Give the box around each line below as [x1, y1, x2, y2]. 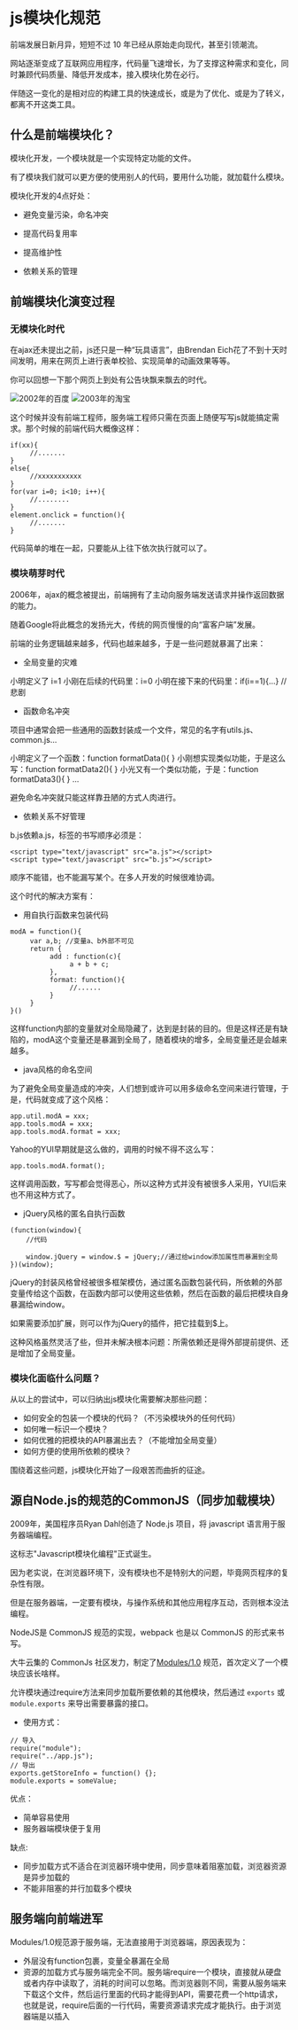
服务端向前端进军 [10, 1911, 103, 1926]
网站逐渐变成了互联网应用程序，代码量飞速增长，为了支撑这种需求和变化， [10, 58, 281, 68]
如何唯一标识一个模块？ [22, 1424, 109, 1434]
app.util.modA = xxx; [10, 1112, 90, 1120]
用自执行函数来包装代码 [22, 910, 109, 920]
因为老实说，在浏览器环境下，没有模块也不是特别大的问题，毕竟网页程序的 [10, 1566, 281, 1578]
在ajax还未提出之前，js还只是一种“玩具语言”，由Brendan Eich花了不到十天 [10, 345, 280, 355]
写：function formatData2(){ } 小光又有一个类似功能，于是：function [10, 763, 259, 774]
